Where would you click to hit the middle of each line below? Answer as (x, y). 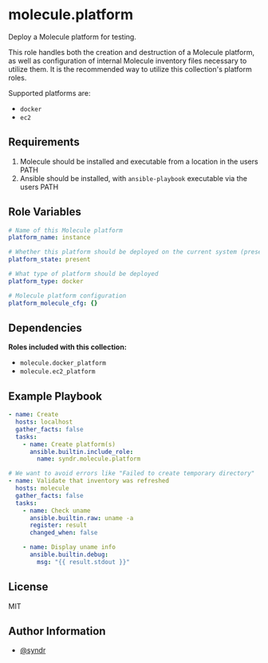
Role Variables (45, 212)
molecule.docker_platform (63, 363)
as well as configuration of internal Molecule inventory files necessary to (128, 61)
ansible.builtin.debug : (69, 555)
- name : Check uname (57, 511)
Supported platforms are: (49, 93)
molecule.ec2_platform (57, 372)
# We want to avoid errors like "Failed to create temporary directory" (132, 474)
